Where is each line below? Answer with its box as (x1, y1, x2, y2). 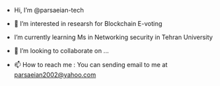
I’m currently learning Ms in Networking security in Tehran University (13, 33, 213, 41)
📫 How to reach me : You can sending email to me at (13, 61, 168, 69)
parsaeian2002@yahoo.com (13, 71, 97, 79)
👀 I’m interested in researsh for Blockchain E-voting (13, 20, 163, 27)
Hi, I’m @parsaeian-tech (13, 6, 84, 14)
